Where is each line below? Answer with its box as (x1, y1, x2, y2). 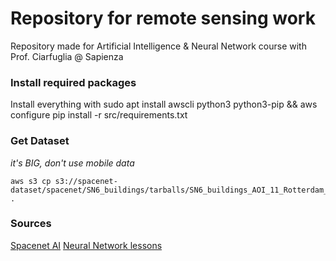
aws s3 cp (10, 176, 52, 186)
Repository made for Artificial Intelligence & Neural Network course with (10, 40, 307, 52)
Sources (10, 217, 52, 231)
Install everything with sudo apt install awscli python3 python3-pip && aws (10, 98, 318, 111)
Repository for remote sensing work (10, 7, 316, 30)
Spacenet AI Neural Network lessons (10, 239, 163, 251)
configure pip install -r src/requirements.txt (10, 109, 188, 121)
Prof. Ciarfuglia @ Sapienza (10, 50, 124, 62)
